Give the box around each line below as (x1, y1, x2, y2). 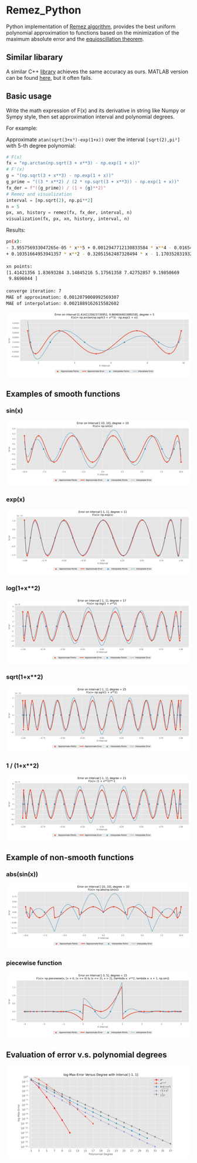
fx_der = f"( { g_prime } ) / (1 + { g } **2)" (6, 185, 107, 191)
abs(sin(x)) (6, 870, 38, 878)
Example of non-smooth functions (6, 852, 134, 863)
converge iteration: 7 (6, 288, 62, 294)
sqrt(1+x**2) (6, 672, 43, 681)
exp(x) (6, 495, 25, 503)
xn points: (6, 263, 33, 269)
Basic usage (6, 92, 52, 102)
